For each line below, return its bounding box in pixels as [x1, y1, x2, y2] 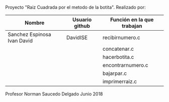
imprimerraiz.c [102, 78, 137, 85]
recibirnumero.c [102, 34, 140, 41]
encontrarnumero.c [102, 62, 148, 68]
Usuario [72, 16, 92, 23]
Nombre [25, 20, 45, 26]
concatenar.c [102, 45, 134, 52]
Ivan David [8, 37, 33, 44]
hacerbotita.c [102, 54, 134, 60]
